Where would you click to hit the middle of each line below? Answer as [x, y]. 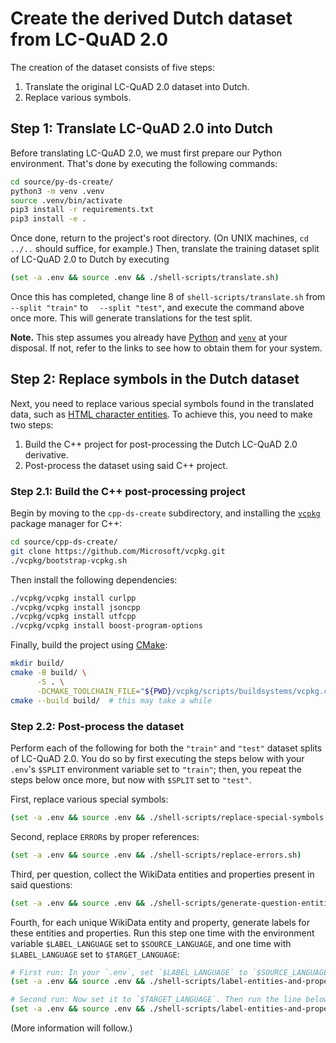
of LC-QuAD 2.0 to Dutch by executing [90, 259]
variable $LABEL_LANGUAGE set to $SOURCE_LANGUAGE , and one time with [151, 943]
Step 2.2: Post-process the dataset [97, 726]
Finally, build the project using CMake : [89, 645]
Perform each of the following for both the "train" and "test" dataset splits [166, 748]
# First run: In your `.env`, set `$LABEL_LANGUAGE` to [129, 972]
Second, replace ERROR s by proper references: [105, 836]
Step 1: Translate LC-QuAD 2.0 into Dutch [141, 128]
